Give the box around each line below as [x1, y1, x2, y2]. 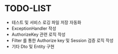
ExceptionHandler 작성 [11, 25, 57, 31]
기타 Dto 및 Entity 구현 [11, 43, 55, 49]
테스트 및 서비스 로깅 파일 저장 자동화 [11, 19, 82, 25]
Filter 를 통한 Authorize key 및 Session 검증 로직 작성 [11, 37, 114, 43]
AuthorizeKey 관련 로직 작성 [11, 31, 66, 37]
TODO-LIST [4, 3, 52, 14]
